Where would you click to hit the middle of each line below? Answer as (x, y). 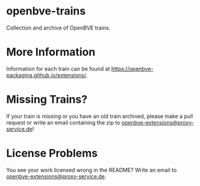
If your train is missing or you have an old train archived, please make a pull (100, 116)
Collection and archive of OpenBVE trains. (58, 28)
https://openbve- (132, 69)
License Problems (52, 153)
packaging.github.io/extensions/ (46, 75)
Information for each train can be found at (58, 69)
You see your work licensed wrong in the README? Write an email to (92, 170)
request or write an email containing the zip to (63, 122)
